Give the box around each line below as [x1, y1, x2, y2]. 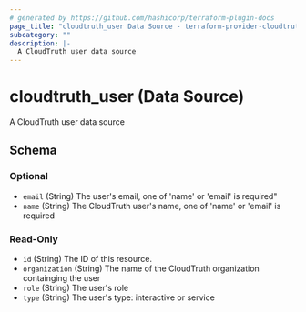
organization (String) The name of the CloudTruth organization [22, 263, 260, 274]
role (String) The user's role [22, 283, 129, 294]
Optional [9, 170, 48, 183]
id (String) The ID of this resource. [22, 254, 153, 265]
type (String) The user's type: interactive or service [22, 292, 216, 303]
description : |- [9, 38, 71, 48]
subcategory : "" [9, 30, 71, 39]
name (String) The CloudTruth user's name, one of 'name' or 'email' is [22, 200, 281, 211]
